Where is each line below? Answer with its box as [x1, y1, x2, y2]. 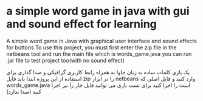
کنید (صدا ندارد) [6, 88, 41, 95]
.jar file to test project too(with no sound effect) [6, 57, 125, 64]
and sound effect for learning [6, 17, 157, 31]
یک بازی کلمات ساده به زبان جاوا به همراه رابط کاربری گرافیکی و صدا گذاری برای [6, 68, 190, 75]
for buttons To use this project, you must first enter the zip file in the [6, 44, 177, 51]
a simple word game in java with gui [6, 4, 190, 18]
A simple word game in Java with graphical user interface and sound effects [6, 37, 198, 44]
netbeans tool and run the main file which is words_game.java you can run [6, 50, 192, 57]
